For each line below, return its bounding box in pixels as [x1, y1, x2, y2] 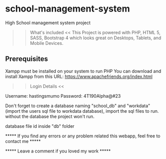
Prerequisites [5, 55, 48, 63]
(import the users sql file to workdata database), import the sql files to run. [5, 108, 159, 114]
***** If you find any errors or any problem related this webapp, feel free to [5, 133, 160, 139]
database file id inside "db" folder [5, 123, 75, 129]
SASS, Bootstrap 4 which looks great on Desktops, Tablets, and [30, 35, 161, 41]
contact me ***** [5, 138, 41, 144]
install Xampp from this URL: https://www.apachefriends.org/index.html [5, 73, 153, 79]
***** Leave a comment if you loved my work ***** [5, 148, 111, 154]
